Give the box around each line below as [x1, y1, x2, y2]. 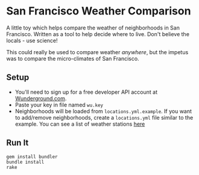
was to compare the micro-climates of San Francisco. [6, 55, 140, 62]
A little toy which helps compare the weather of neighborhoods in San [6, 24, 180, 31]
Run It [6, 138, 29, 148]
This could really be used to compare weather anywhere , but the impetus [6, 48, 189, 55]
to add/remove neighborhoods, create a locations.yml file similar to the [14, 114, 194, 121]
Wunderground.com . [14, 94, 67, 102]
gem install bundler [6, 153, 58, 160]
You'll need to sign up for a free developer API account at [14, 88, 158, 96]
